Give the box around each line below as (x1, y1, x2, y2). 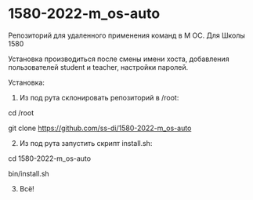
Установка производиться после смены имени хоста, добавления (8, 54, 230, 64)
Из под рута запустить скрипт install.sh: (19, 138, 153, 147)
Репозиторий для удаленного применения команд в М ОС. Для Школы (8, 31, 245, 40)
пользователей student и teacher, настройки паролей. (8, 62, 189, 71)
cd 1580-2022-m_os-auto (8, 154, 92, 163)
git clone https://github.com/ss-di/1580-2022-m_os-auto (8, 123, 192, 133)
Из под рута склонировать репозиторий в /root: (19, 93, 179, 102)
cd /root (8, 107, 34, 118)
